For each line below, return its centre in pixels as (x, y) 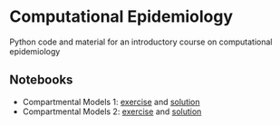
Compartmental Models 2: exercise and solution (112, 111)
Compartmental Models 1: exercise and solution (111, 102)
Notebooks (41, 80)
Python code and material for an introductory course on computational (141, 42)
